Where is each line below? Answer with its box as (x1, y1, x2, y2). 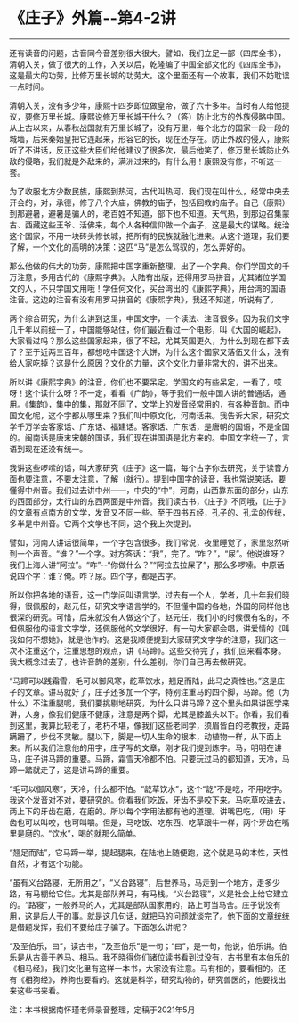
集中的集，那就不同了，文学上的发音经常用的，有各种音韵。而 (55, 399, 282, 409)
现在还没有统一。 (24, 443, 87, 454)
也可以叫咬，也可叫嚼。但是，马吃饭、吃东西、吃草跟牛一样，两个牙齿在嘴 (16, 817, 290, 828)
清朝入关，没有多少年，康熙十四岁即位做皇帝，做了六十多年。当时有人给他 (9, 100, 282, 111)
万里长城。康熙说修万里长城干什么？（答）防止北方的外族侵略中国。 (39, 111, 290, 121)
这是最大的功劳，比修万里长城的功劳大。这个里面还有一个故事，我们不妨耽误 (9, 70, 290, 80)
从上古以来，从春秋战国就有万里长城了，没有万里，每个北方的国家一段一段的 (9, 122, 290, 133)
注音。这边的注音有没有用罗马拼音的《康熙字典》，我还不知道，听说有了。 (9, 293, 279, 304)
